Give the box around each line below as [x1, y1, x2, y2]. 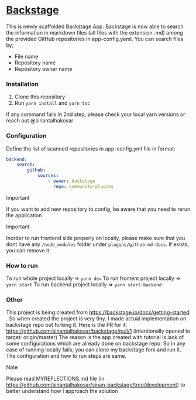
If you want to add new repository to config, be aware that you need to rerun [6, 206, 191, 213]
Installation [6, 80, 39, 88]
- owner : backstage [47, 178, 95, 184]
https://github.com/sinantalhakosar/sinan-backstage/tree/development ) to [6, 381, 185, 388]
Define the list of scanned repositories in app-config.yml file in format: [6, 145, 176, 152]
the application [6, 211, 42, 218]
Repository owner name [14, 65, 73, 72]
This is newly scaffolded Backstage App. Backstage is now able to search [6, 23, 184, 30]
